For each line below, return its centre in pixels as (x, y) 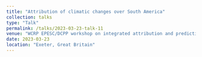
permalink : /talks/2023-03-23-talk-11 (55, 28)
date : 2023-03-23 (28, 39)
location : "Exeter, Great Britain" (51, 45)
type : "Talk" (23, 23)
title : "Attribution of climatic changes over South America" (86, 12)
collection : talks (29, 17)
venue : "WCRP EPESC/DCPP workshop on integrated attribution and (90, 34)
